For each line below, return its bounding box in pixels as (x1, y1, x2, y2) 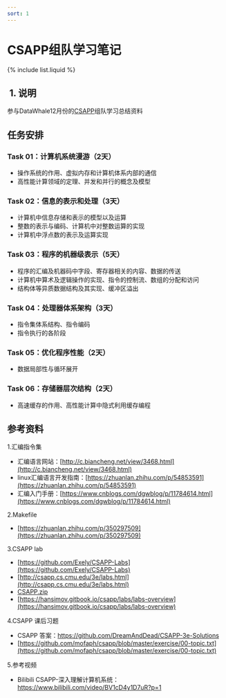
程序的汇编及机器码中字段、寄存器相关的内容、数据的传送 (17, 267, 181, 275)
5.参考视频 (7, 661, 37, 669)
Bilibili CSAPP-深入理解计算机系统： (17, 676, 120, 684)
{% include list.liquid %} (7, 65, 76, 73)
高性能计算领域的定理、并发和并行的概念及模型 (17, 177, 151, 186)
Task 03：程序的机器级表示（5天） (7, 250, 124, 260)
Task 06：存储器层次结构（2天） (7, 384, 117, 393)
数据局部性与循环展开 (17, 365, 78, 373)
